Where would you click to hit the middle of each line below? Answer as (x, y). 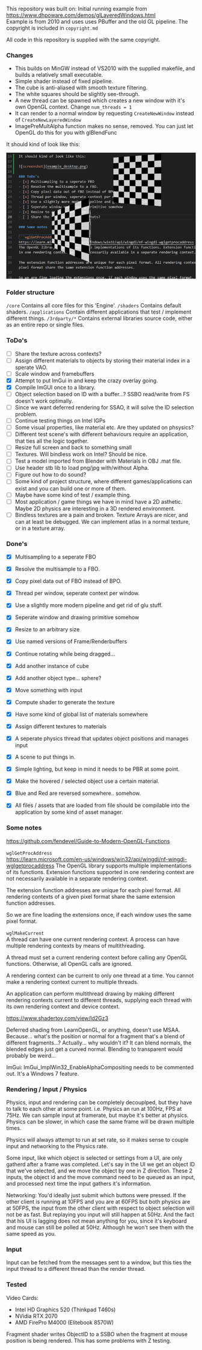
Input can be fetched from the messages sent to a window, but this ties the (99, 1262)
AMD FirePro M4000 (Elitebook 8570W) (64, 1322)
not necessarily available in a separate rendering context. (77, 878)
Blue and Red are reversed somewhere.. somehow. (78, 793)
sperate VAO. (31, 367)
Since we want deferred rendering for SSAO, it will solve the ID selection (104, 407)
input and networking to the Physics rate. (57, 1146)
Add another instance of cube (52, 666)
